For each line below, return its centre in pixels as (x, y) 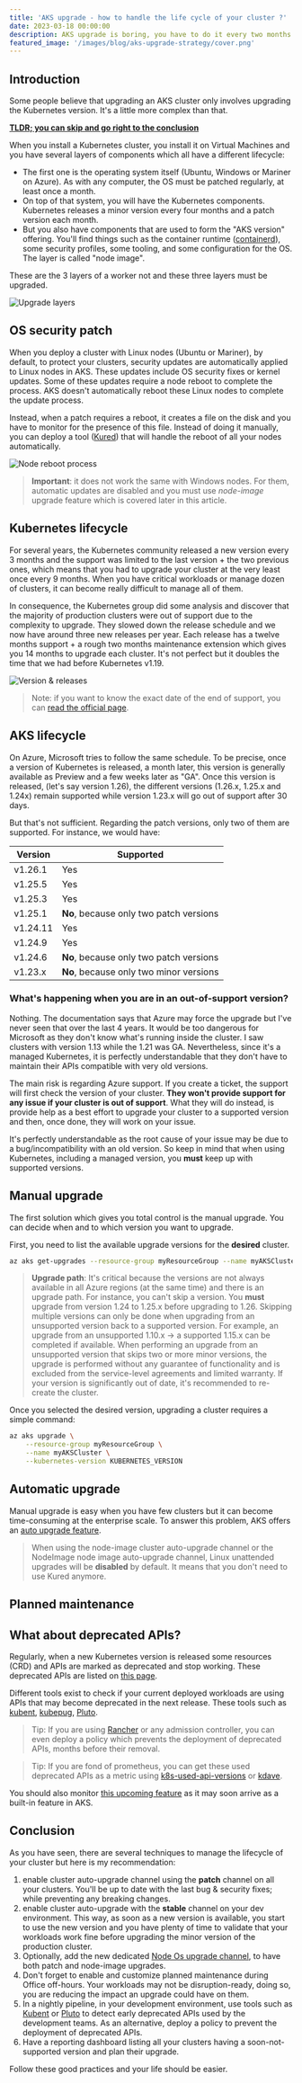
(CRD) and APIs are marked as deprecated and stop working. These (135, 1666)
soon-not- (266, 2042)
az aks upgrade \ (42, 1436)
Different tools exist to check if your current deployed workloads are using (147, 1693)
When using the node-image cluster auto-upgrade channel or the (152, 1547)
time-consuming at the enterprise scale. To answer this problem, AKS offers (150, 1520)
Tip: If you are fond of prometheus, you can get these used (140, 1766)
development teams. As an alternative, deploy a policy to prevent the (149, 2023)
